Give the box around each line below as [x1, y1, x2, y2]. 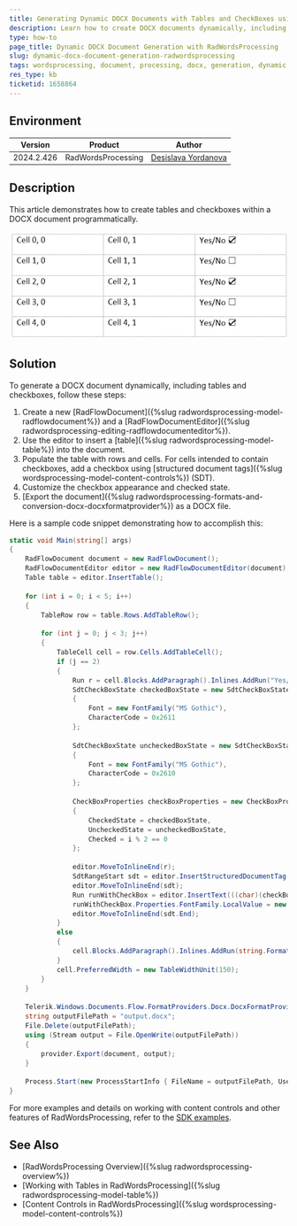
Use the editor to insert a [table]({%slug [21, 435, 168, 445]
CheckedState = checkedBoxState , [88, 815, 212, 825]
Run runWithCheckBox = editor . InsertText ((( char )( [72, 891, 263, 899]
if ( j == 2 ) [56, 657, 101, 666]
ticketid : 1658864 [9, 80, 77, 89]
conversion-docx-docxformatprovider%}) [21, 500, 174, 511]
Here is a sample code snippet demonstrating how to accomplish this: [9, 518, 263, 528]
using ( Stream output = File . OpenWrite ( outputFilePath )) [25, 1030, 240, 1039]
